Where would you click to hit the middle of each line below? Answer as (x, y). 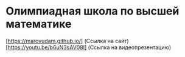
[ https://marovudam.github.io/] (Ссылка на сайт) (67, 41)
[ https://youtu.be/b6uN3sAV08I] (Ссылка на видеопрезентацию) (89, 47)
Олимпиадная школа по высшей (92, 11)
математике (39, 24)
